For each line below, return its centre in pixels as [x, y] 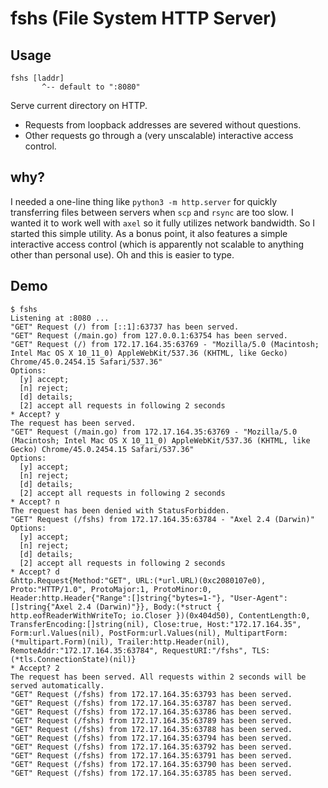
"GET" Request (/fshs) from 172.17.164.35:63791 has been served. [151, 755]
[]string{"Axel [42, 607]
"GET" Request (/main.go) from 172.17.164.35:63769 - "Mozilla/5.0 [154, 432]
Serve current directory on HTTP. [79, 105]
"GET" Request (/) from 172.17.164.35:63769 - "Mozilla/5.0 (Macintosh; [165, 344]
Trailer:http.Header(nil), [173, 642]
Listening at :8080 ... [60, 318]
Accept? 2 [39, 668]
